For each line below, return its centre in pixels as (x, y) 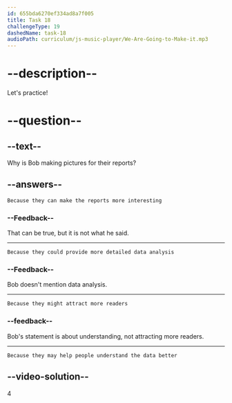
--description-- (52, 74)
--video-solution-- (48, 377)
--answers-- (35, 185)
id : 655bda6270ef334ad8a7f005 (51, 14)
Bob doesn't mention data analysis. (57, 285)
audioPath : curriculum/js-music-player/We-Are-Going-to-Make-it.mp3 (108, 39)
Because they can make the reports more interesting (85, 200)
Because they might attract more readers (68, 304)
